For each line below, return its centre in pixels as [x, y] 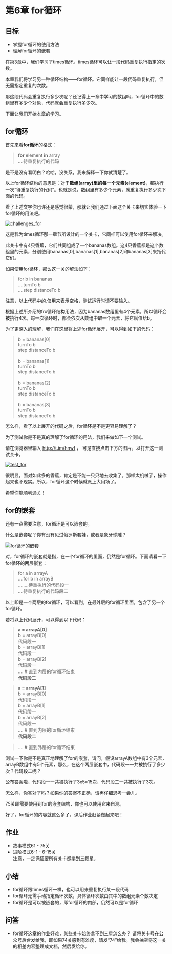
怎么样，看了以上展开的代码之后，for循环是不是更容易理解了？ [71, 426]
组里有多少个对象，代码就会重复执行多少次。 [52, 103]
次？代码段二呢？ [23, 771]
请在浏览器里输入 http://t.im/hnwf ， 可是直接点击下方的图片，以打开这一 [82, 448]
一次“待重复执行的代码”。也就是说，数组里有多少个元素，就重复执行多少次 [84, 189]
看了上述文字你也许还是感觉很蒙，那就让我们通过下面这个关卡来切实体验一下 [86, 207]
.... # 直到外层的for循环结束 [46, 747]
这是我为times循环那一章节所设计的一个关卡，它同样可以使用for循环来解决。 [86, 234]
